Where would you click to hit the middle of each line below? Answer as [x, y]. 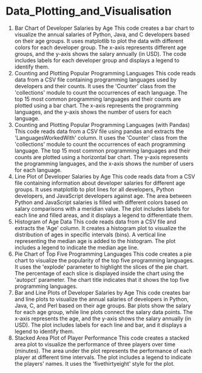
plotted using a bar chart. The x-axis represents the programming [96, 105]
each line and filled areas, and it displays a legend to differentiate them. [104, 215]
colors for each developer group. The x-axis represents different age [100, 47]
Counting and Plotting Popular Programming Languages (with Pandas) [102, 125]
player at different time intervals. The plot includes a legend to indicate [103, 357]
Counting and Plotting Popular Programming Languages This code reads [105, 73]
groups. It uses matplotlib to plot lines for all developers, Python [94, 189]
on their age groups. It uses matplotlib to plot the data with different [99, 41]
